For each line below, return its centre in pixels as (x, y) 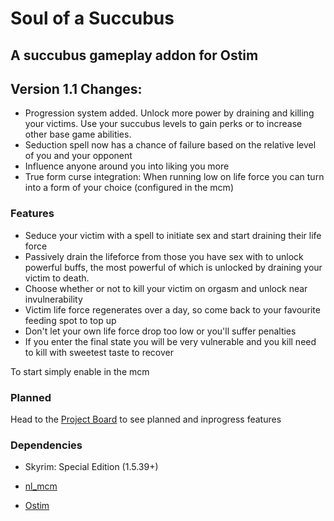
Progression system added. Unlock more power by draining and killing (169, 113)
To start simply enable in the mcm (80, 371)
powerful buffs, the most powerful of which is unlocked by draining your (173, 267)
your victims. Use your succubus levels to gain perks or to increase (163, 124)
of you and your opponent (78, 156)
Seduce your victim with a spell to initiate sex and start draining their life (173, 235)
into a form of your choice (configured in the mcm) (129, 188)
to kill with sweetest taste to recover (99, 352)
